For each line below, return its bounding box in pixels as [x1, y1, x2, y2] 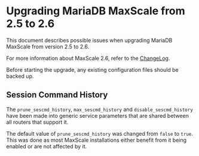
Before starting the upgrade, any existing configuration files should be [6, 66, 179, 73]
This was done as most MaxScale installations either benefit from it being [6, 136, 187, 143]
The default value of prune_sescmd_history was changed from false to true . [6, 130, 193, 137]
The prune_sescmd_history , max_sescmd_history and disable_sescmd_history [6, 106, 193, 113]
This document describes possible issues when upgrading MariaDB [6, 36, 173, 44]
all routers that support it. [6, 118, 69, 126]
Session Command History [6, 90, 108, 100]
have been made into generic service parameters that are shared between [6, 112, 189, 119]
